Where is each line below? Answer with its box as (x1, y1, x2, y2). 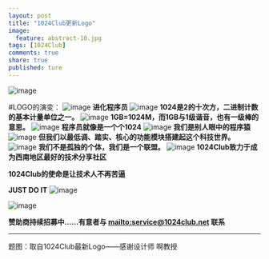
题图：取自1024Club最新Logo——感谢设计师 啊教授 (8, 241, 178, 251)
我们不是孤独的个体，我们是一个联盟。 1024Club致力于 (38, 141, 251, 152)
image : (8, 26, 30, 34)
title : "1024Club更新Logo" (8, 19, 96, 27)
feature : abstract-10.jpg (15, 34, 102, 42)
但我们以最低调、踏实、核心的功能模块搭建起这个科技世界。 (38, 132, 235, 141)
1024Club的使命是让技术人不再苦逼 (8, 169, 126, 178)
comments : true (8, 49, 59, 57)
